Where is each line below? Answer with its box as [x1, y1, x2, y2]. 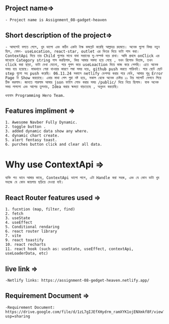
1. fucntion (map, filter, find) [5, 207, 75, 212]
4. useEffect [5, 220, 33, 225]
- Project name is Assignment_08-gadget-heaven [5, 17, 107, 22]
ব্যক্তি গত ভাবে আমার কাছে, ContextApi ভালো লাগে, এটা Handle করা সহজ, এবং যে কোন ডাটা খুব [5, 175, 159, 180]
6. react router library [5, 229, 57, 234]
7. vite [5, 233, 22, 238]
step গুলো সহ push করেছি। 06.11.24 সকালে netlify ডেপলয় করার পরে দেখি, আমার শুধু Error [5, 71, 163, 76]
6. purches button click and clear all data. [5, 142, 102, 147]
